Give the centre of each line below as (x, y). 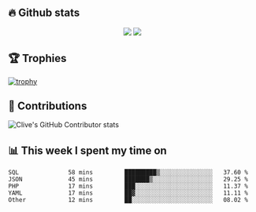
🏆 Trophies (37, 58)
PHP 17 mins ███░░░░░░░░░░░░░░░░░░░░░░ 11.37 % (128, 186)
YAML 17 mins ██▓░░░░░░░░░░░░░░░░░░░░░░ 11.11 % (128, 193)
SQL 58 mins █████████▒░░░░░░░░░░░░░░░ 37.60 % (128, 173)
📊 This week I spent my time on (87, 150)
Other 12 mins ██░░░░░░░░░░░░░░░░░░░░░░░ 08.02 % (128, 200)
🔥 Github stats (44, 13)
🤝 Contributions (48, 106)
